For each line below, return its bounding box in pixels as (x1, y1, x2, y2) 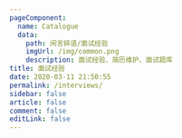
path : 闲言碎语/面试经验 (25, 38, 109, 48)
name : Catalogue (17, 22, 79, 31)
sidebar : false (9, 89, 67, 98)
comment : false (9, 106, 67, 115)
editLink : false (9, 114, 71, 123)
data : (17, 30, 39, 39)
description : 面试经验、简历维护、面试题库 (25, 55, 174, 64)
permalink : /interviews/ (9, 81, 103, 90)
